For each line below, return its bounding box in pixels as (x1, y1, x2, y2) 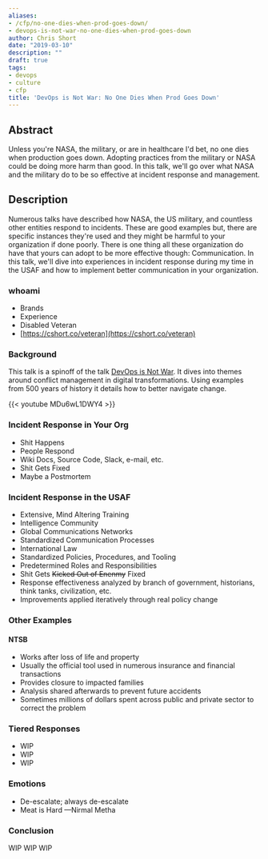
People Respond (19, 445, 74, 456)
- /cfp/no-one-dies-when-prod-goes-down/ (8, 19, 149, 27)
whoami (8, 285, 41, 296)
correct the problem (19, 703, 86, 713)
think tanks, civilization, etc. (19, 586, 112, 596)
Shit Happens (19, 437, 66, 447)
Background (8, 349, 58, 360)
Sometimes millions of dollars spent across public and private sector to (19, 695, 254, 705)
